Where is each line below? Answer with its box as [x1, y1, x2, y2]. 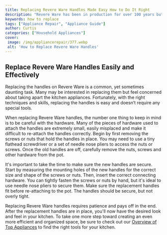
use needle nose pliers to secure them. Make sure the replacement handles [5, 183, 160, 189]
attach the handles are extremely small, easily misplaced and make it [5, 125, 146, 131]
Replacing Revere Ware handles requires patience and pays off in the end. [5, 203, 157, 209]
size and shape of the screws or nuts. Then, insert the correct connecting [5, 172, 156, 178]
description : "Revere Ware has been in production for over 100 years [5, 12, 155, 17]
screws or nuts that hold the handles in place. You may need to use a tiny [5, 136, 155, 142]
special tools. [5, 105, 32, 111]
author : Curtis [5, 26, 37, 31]
